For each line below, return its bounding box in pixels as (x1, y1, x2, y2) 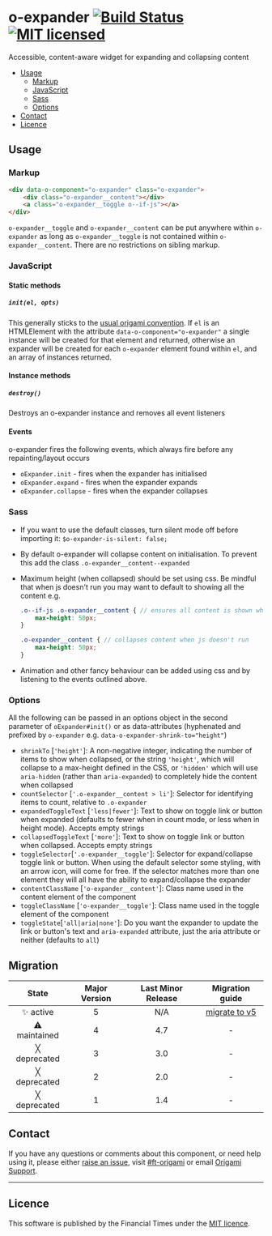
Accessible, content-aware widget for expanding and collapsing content (8, 52, 249, 62)
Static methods (8, 280, 62, 290)
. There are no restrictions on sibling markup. (70, 240, 220, 250)
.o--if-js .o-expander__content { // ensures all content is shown (19, 606, 253, 615)
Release (146, 993, 178, 1004)
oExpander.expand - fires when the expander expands (19, 478, 198, 488)
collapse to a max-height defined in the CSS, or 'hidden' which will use (19, 763, 259, 773)
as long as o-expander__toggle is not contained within (39, 232, 219, 241)
